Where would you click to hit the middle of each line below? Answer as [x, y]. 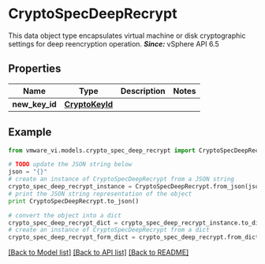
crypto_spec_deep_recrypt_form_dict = [72, 237]
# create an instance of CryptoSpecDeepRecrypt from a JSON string [121, 179]
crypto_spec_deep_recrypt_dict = [63, 223]
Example [30, 132]
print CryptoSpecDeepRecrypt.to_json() [74, 201]
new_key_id [34, 104]
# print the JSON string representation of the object [100, 194]
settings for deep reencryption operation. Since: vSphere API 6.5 [114, 43]
